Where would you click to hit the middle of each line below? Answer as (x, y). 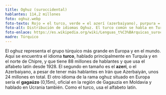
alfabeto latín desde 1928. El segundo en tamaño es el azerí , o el (71, 66)
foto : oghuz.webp (23, 19)
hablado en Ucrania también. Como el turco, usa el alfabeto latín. (71, 87)
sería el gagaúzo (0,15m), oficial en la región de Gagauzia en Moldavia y (78, 82)
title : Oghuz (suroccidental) (36, 10)
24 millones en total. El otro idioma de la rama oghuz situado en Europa (78, 77)
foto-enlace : (19, 32)
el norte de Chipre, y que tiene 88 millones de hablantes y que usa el (75, 61)
